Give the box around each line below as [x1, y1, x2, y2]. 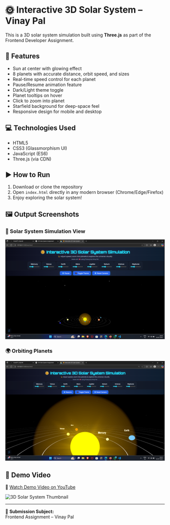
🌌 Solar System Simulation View [5, 227, 86, 234]
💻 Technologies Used [5, 124, 76, 133]
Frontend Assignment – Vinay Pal [5, 514, 74, 520]
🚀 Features [5, 52, 40, 61]
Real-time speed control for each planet [12, 76, 96, 82]
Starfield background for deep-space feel [12, 103, 100, 109]
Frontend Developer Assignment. [5, 37, 74, 43]
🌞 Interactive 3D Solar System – [5, 4, 143, 16]
